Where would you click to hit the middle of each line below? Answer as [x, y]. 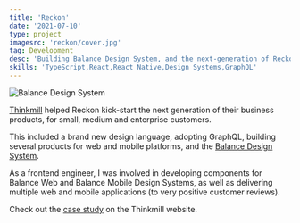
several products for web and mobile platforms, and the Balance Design [141, 146]
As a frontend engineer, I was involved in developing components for [136, 173]
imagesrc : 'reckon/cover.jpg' [66, 42]
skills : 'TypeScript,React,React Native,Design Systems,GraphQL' [133, 68]
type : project [36, 34]
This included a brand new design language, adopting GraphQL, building [143, 136]
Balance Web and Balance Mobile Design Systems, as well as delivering [141, 182]
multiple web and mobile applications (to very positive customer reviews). [145, 192]
